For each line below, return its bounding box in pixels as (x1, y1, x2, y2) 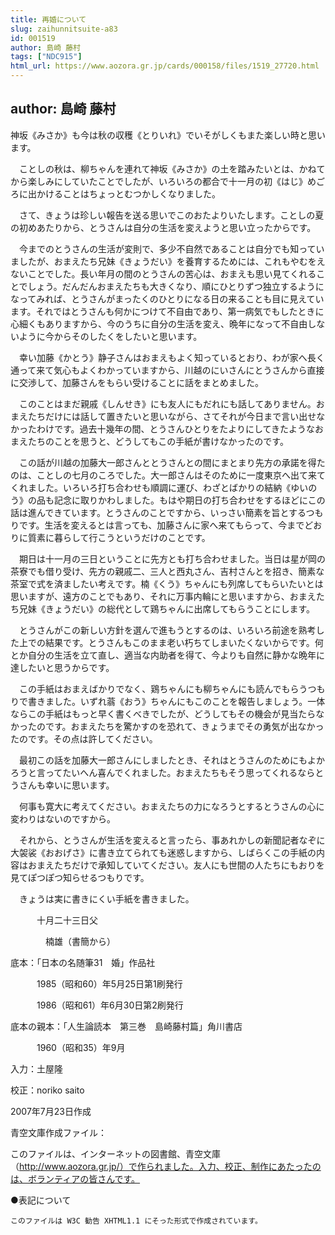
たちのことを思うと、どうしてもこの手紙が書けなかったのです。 (27, 435, 289, 447)
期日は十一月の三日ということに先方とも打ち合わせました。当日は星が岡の (18, 552, 326, 565)
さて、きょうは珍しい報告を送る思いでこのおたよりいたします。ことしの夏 (18, 209, 325, 221)
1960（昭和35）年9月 (36, 1041, 126, 1053)
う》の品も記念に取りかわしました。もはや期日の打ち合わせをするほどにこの (10, 494, 326, 506)
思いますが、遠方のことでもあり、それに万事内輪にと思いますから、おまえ (10, 590, 317, 602)
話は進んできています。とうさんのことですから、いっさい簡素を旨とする (10, 506, 307, 518)
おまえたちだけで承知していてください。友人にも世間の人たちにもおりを (27, 859, 325, 871)
